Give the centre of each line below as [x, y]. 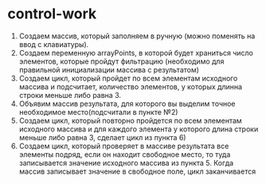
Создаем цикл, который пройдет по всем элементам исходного [128, 78]
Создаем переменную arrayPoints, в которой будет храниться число [136, 53]
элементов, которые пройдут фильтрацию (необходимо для [121, 61]
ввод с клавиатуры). [54, 44]
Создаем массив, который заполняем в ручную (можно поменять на [137, 36]
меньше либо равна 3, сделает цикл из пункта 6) [102, 137]
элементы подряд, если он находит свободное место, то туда [125, 154]
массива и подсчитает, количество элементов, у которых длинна [131, 86]
